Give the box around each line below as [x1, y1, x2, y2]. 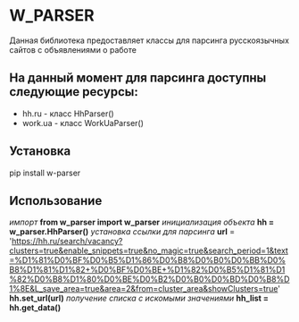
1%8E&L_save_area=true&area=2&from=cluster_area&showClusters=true [9, 284, 278, 294]
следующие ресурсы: [9, 84, 138, 99]
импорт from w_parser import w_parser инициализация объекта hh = [9, 216, 275, 228]
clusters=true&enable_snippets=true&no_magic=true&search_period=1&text [9, 245, 288, 256]
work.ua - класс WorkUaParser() [21, 117, 145, 128]
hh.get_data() [9, 302, 61, 313]
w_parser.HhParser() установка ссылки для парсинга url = [9, 226, 235, 237]
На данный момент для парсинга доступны [9, 71, 267, 86]
